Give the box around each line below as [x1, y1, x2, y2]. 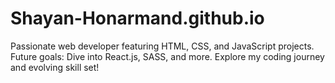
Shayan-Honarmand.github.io [10, 7, 265, 30]
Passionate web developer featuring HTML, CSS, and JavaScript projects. [10, 40, 315, 52]
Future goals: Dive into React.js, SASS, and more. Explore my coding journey [10, 50, 325, 62]
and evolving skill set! [10, 61, 100, 73]
